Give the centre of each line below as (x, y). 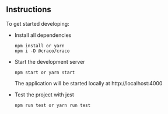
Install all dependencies (43, 35)
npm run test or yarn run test (52, 105)
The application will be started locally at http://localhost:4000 (88, 83)
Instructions (29, 10)
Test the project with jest (44, 94)
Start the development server (50, 61)
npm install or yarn (39, 46)
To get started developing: (38, 23)
